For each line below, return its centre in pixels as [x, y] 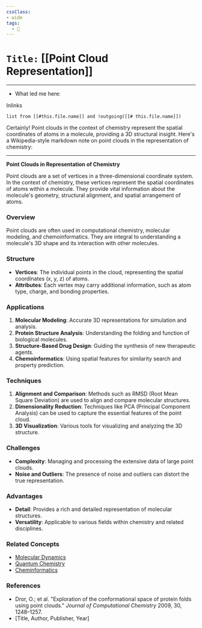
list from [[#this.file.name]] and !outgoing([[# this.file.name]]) [94, 117]
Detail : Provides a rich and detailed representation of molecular [93, 509]
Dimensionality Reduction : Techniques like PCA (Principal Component [103, 407]
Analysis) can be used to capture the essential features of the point [98, 413]
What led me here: [38, 94]
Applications [25, 307]
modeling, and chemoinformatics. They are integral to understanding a [93, 237]
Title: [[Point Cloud [57, 59]
